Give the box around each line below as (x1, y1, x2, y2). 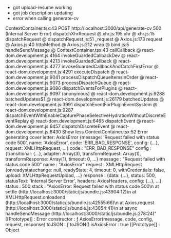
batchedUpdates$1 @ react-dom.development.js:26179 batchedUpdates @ (5, 96, 164, 102)
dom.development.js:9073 (5, 80, 61, 86)
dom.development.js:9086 (5, 85, 61, 91)
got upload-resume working (12, 5, 72, 10)
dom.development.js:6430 (5, 129, 62, 135)
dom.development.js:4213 (5, 58, 60, 64)
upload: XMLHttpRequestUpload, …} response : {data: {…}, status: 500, (5, 172, 156, 179)
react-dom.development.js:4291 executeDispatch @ (5, 69, 116, 75)
